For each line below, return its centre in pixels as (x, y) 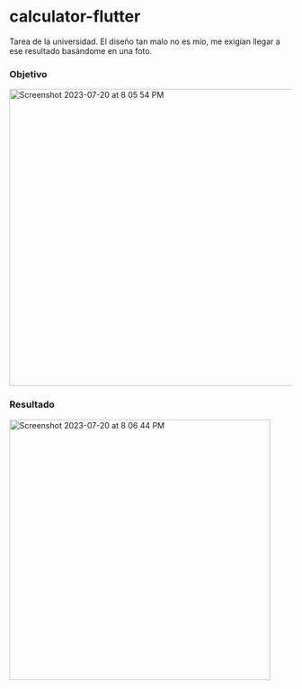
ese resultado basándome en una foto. (81, 50)
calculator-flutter (75, 17)
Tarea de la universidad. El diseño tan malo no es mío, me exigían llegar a (145, 41)
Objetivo (28, 74)
